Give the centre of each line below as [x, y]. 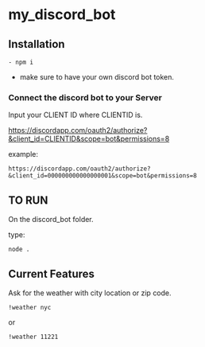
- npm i [21, 62]
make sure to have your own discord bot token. [97, 77]
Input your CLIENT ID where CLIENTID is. [75, 115]
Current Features [52, 273]
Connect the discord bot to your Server [85, 97]
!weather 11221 [33, 337]
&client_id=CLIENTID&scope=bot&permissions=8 [89, 139]
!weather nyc [30, 307]
